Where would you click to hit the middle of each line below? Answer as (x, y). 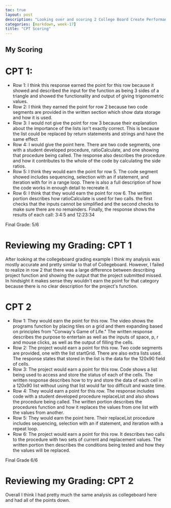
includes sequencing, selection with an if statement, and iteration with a (88, 423)
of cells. (21, 364)
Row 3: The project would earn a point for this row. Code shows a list (85, 369)
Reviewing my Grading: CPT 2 (69, 481)
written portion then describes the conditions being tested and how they (88, 445)
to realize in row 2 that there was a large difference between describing (80, 270)
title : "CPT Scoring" (28, 29)
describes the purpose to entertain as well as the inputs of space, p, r (85, 337)
